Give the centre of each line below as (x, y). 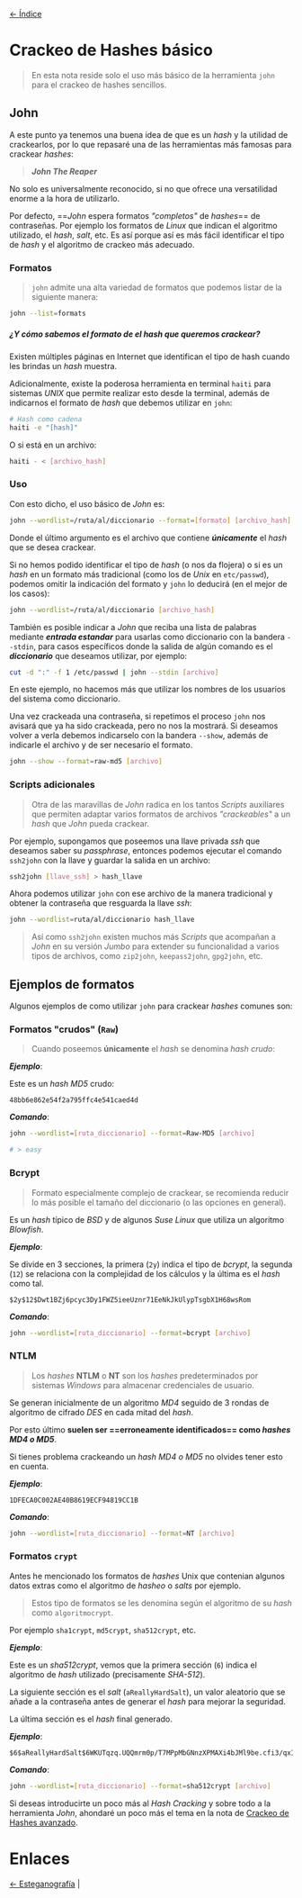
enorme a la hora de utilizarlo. (65, 198)
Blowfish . (27, 1229)
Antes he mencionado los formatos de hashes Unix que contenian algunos (147, 1576)
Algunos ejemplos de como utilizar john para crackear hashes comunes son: (151, 1006)
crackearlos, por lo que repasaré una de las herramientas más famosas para (151, 144)
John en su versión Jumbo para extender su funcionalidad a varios (155, 946)
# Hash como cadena (46, 419)
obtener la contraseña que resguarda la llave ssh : (101, 903)
